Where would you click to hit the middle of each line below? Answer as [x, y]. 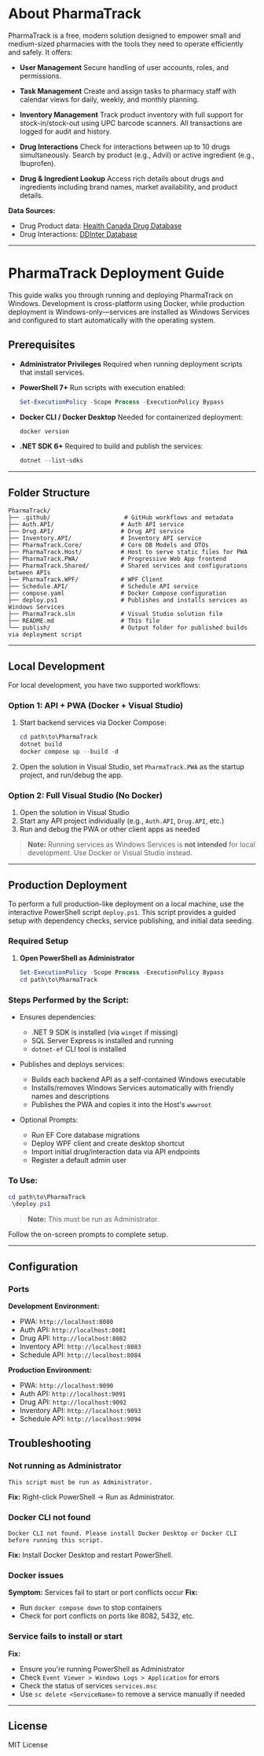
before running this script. [56, 1540]
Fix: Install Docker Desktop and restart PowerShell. [90, 1555]
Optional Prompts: [49, 1120]
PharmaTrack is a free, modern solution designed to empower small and [125, 35]
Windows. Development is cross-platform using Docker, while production [126, 303]
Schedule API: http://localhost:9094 [80, 1419]
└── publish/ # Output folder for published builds [128, 628]
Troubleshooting [50, 1443]
